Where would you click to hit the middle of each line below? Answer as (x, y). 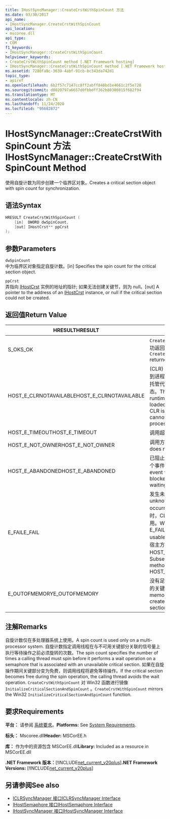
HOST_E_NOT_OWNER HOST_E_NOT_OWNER (61, 445)
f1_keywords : (19, 48)
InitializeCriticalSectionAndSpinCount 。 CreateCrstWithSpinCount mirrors (84, 688)
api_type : (16, 38)
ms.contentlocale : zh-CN (31, 99)
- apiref (14, 80)
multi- (146, 640)
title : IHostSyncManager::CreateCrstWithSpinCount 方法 (65, 10)
